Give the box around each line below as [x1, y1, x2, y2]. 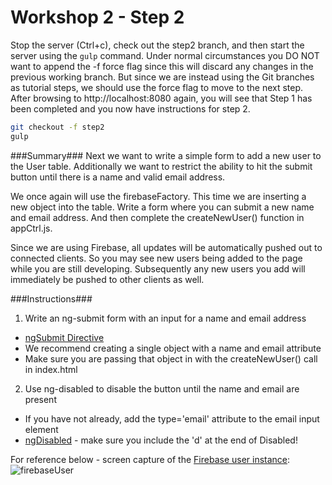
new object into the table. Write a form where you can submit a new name [10, 201, 315, 213]
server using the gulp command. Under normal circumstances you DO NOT [10, 49, 320, 61]
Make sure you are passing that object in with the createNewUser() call [24, 352, 318, 365]
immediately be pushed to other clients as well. [10, 273, 205, 285]
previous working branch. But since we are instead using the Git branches [10, 71, 315, 83]
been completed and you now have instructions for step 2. [10, 102, 251, 115]
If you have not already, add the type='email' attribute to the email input [24, 412, 320, 425]
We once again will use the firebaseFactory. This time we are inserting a [10, 190, 307, 202]
